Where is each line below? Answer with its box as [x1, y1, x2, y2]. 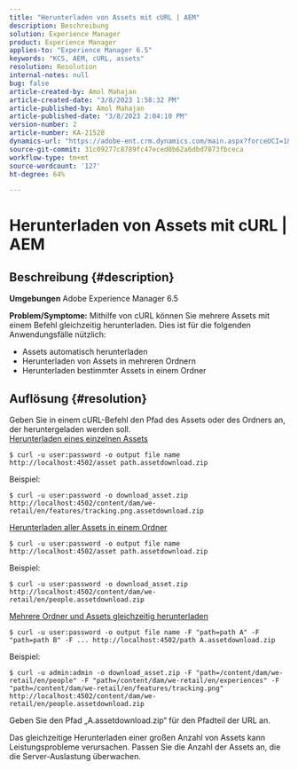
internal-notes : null [9, 71, 90, 80]
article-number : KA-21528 [9, 129, 105, 137]
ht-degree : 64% [9, 169, 66, 178]
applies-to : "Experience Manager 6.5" [9, 46, 153, 55]
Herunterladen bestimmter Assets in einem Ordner [21, 365, 207, 376]
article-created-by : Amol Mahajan [9, 87, 137, 96]
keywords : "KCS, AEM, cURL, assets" [9, 54, 145, 63]
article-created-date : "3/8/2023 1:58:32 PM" [9, 95, 180, 105]
